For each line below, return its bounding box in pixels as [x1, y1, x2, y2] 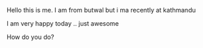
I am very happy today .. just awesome [6, 19, 120, 27]
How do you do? [6, 33, 54, 41]
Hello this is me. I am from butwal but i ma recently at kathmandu [6, 6, 196, 14]
